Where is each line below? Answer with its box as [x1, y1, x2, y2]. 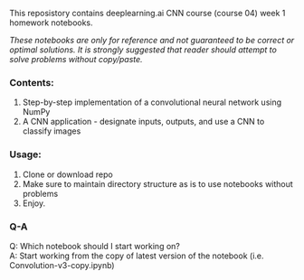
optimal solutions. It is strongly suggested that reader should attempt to [9, 44, 278, 55]
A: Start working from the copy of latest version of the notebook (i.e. [9, 250, 264, 261]
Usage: [9, 148, 43, 161]
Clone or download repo [22, 169, 113, 180]
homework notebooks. [9, 17, 93, 28]
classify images [22, 126, 81, 136]
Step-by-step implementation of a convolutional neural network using [22, 97, 282, 107]
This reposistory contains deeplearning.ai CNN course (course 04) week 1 [9, 8, 286, 18]
